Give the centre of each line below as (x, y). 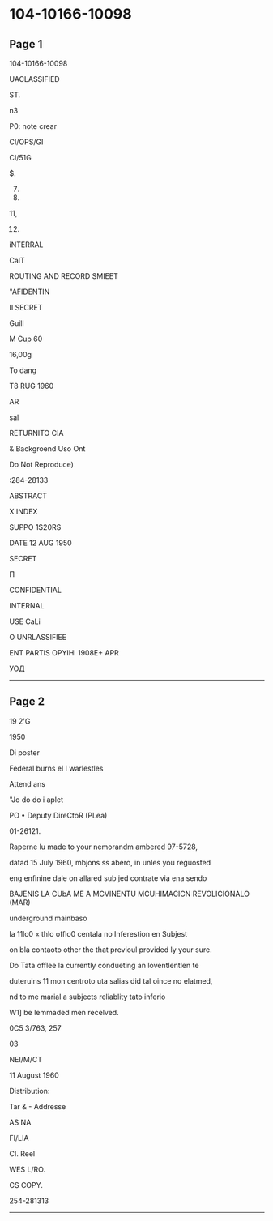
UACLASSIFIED (34, 79)
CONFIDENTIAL (35, 590)
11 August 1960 (34, 1075)
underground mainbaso (48, 918)
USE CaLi (25, 621)
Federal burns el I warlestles (56, 768)
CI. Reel (22, 1153)
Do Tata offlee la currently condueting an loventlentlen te (104, 965)
